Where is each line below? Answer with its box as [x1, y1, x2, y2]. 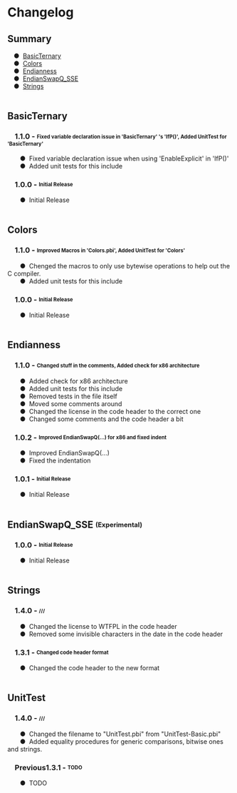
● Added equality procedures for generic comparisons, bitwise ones [20, 737, 224, 746]
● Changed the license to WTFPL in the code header [20, 622, 177, 630]
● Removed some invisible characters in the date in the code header [20, 630, 223, 638]
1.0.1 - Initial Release [14, 474, 71, 484]
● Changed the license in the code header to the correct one [20, 407, 201, 415]
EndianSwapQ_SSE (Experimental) [7, 518, 142, 530]
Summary [7, 33, 52, 45]
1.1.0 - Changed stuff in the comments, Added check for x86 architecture [14, 360, 200, 370]
